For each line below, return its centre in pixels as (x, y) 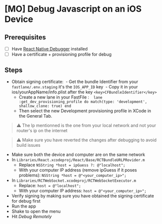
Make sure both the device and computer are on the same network (78, 155)
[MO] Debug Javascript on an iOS (73, 9)
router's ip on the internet (42, 130)
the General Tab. (35, 116)
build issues (28, 145)
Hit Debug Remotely (32, 216)
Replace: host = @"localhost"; (50, 185)
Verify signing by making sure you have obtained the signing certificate (83, 196)
